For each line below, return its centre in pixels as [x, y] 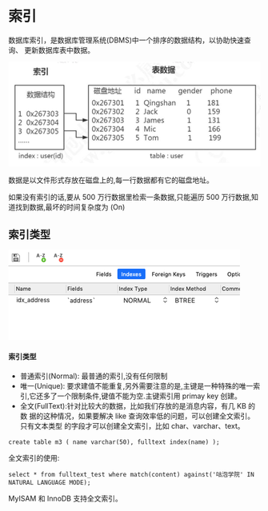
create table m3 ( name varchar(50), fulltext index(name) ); [114, 442]
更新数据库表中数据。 [59, 50]
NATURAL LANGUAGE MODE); [50, 482]
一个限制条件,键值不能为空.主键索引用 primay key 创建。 [149, 396]
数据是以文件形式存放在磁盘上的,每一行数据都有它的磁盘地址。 [111, 180]
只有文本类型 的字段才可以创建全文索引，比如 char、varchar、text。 [132, 425]
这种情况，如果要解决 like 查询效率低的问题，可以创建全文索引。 [148, 416]
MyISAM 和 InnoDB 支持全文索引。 [65, 498]
